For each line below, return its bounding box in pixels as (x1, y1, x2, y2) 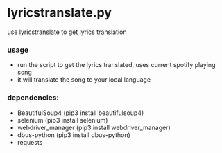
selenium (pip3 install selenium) (17, 116, 108, 124)
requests (17, 138, 43, 146)
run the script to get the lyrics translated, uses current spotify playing (17, 61, 216, 69)
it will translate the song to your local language (17, 75, 151, 84)
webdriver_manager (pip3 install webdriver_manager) (17, 123, 171, 132)
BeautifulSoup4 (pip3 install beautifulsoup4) (17, 109, 144, 117)
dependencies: (7, 93, 59, 102)
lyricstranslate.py (7, 5, 112, 21)
